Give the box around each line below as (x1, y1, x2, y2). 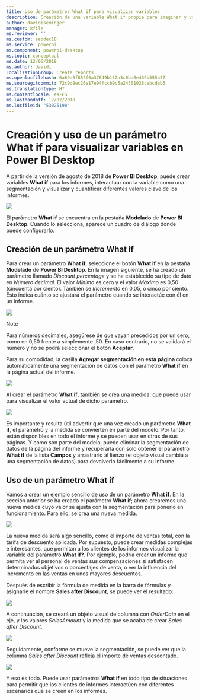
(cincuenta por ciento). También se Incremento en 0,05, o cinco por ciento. (6, 285, 189, 292)
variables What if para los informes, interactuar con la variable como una (6, 179, 185, 186)
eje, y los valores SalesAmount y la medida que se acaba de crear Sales (6, 617, 182, 624)
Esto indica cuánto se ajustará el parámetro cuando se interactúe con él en (6, 291, 189, 298)
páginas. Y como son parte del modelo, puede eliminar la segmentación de (6, 439, 190, 446)
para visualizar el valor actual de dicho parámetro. (6, 397, 129, 405)
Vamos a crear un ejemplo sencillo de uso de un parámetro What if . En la (6, 491, 185, 498)
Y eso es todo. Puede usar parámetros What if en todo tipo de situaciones (6, 674, 188, 682)
